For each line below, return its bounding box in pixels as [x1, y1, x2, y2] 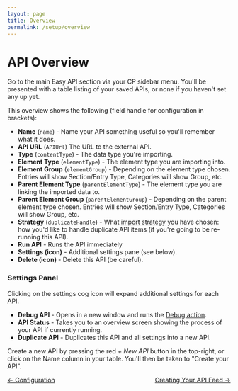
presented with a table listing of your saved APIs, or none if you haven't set [7, 85, 227, 93]
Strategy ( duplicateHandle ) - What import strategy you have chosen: [17, 217, 220, 227]
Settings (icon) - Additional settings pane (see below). [17, 248, 177, 256]
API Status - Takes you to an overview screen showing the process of [17, 318, 222, 327]
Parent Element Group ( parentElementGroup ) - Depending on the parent [17, 195, 227, 204]
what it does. [17, 135, 56, 144]
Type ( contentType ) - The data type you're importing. [17, 150, 174, 159]
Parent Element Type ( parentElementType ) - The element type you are [17, 180, 222, 188]
